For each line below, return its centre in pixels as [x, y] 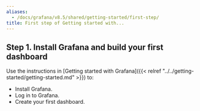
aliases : [17, 12]
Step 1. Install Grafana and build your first [85, 47]
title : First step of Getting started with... [65, 23]
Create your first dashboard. [50, 102]
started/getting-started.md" [40, 77]
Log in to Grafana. [37, 95]
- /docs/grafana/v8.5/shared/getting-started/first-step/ [86, 17]
